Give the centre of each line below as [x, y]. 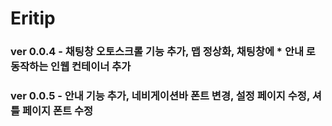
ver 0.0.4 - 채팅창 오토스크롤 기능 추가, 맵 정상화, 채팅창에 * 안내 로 [163, 52]
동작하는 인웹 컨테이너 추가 [71, 67]
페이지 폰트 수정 [57, 111]
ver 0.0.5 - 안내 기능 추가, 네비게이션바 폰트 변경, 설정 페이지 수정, [160, 96]
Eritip [33, 18]
